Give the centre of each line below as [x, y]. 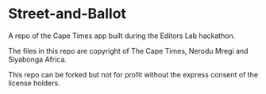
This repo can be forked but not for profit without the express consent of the [133, 74]
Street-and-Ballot [67, 14]
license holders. [35, 83]
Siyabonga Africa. [38, 59]
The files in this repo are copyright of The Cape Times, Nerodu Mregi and [128, 51]
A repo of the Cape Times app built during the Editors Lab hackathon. [122, 36]
